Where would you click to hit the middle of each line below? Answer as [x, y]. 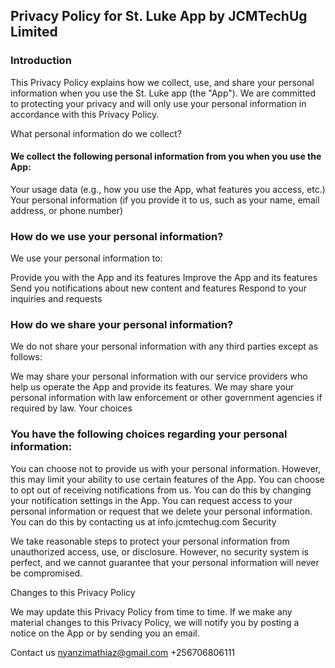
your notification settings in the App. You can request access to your [151, 500]
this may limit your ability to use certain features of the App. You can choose [167, 479]
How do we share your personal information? [122, 325]
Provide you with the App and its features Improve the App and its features [164, 278]
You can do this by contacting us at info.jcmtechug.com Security [143, 521]
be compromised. [46, 573]
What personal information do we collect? [96, 133]
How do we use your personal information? [117, 236]
